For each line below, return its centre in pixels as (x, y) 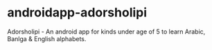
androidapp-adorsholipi (77, 13)
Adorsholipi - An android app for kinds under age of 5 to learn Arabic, (106, 32)
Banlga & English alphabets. (47, 38)
